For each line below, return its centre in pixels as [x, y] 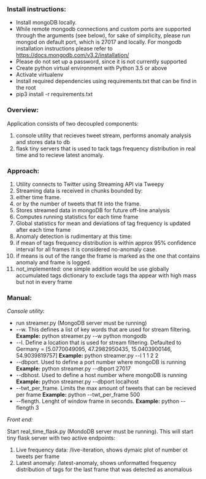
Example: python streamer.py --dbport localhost [77, 381]
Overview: [23, 110]
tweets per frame [38, 456]
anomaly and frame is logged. [53, 262]
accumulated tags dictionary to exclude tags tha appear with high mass [106, 275]
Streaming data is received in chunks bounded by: [79, 190]
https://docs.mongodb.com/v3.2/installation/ [72, 55]
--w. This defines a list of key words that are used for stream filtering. [104, 329]
